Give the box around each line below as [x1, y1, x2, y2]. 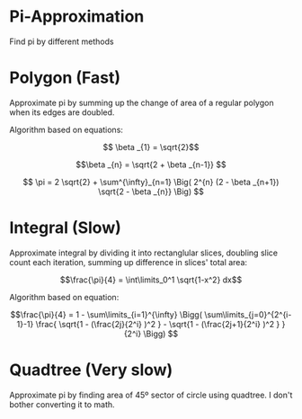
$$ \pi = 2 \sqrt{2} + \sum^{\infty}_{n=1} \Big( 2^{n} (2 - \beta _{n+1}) [22, 176, 280, 187]
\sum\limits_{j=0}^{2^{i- [203, 308, 292, 320]
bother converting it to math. [9, 398, 115, 410]
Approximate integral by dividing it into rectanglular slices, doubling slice [9, 247, 279, 258]
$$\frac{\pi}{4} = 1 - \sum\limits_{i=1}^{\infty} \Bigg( [10, 308, 202, 320]
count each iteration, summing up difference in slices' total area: [9, 256, 248, 267]
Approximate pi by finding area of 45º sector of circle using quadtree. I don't [9, 389, 293, 400]
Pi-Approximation [9, 6, 145, 27]
